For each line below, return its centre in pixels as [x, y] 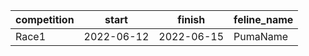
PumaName [261, 36]
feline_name [263, 19]
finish [191, 19]
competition [45, 19]
